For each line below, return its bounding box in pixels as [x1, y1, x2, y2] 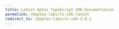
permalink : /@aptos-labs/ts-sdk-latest [5, 12, 90, 17]
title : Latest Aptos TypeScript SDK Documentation [5, 7, 114, 12]
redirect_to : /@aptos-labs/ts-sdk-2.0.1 [5, 16, 92, 21]
